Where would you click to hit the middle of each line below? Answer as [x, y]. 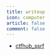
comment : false [26, 29]
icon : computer [26, 18]
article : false [26, 23]
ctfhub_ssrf [30, 46]
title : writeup [26, 12]
